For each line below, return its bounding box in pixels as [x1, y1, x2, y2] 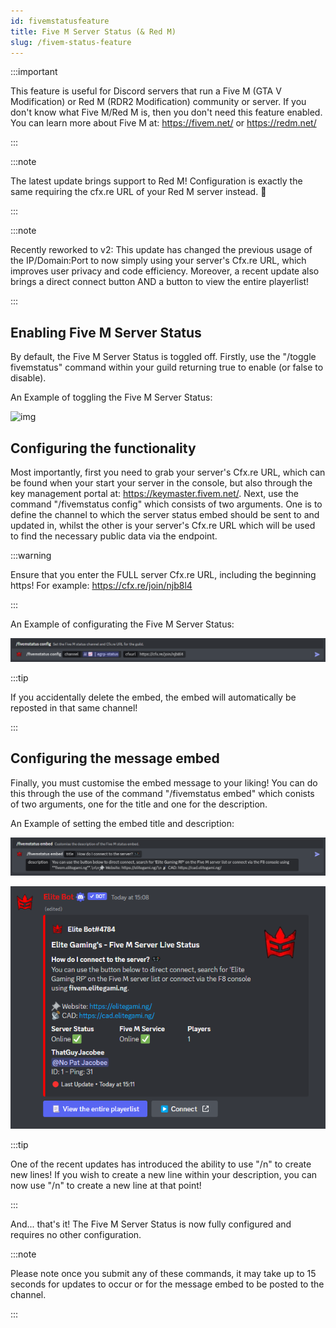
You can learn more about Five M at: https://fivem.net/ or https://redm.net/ [10, 117, 317, 129]
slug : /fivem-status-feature [10, 37, 132, 47]
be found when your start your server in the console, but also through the [10, 477, 313, 489]
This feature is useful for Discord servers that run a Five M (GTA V [10, 85, 282, 97]
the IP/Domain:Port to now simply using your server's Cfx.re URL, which [10, 255, 307, 267]
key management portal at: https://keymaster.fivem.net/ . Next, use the [10, 488, 299, 499]
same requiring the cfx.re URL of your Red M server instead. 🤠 [10, 186, 267, 198]
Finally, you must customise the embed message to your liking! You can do [10, 776, 318, 789]
